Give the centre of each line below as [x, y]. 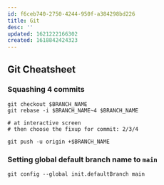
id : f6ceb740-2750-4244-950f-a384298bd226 [71, 14]
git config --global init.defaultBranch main [76, 174]
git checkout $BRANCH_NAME [47, 104]
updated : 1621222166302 [43, 34]
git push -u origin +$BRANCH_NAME [59, 142]
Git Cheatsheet [42, 69]
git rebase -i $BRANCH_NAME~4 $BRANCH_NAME [73, 110]
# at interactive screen [44, 123]
